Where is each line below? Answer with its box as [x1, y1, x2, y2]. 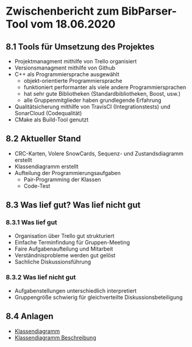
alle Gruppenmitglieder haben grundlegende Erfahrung [23, 96, 162, 104]
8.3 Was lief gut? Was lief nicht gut [5, 200, 141, 210]
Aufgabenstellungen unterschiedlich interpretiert [14, 287, 137, 294]
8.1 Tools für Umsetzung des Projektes [5, 41, 155, 52]
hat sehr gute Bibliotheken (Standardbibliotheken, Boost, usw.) [23, 90, 181, 97]
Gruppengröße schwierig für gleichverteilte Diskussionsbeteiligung [14, 293, 183, 301]
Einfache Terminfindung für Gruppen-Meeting [14, 238, 130, 246]
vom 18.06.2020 [30, 17, 116, 31]
